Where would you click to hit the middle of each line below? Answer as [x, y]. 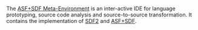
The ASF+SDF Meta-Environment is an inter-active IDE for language [91, 9]
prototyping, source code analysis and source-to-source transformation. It [99, 15]
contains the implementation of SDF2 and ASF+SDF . [71, 21]
